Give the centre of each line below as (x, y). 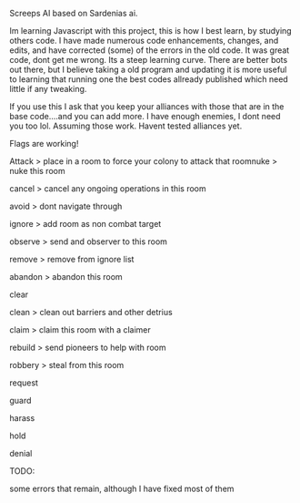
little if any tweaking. (48, 89)
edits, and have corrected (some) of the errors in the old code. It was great (150, 50)
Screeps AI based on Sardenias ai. (74, 13)
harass (22, 418)
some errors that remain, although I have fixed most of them (122, 488)
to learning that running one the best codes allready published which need (149, 79)
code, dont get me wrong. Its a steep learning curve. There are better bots (149, 60)
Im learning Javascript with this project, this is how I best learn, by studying (151, 31)
